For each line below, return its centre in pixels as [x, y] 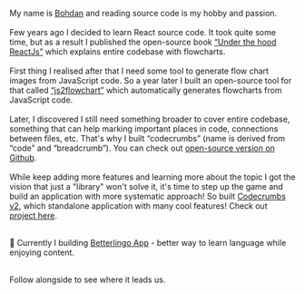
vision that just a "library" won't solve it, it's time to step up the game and [146, 186]
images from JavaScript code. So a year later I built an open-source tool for [151, 80]
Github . [23, 157]
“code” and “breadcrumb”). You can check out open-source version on [142, 148]
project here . [33, 216]
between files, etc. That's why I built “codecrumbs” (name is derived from [148, 138]
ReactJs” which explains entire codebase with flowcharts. [118, 52]
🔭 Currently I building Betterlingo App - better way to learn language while [148, 243]
